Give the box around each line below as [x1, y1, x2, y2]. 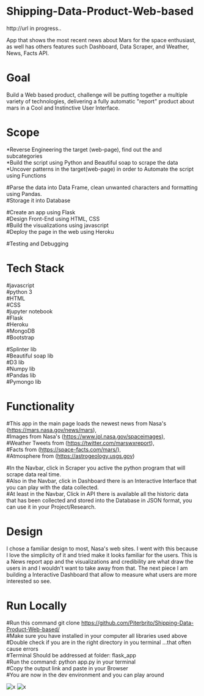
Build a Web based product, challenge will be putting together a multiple [6, 91, 188, 99]
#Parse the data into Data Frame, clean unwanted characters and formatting [6, 184, 198, 191]
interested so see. [6, 577, 52, 585]
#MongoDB [6, 327, 35, 334]
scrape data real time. [6, 470, 62, 478]
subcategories [6, 152, 43, 160]
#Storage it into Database [6, 196, 71, 204]
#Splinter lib [6, 345, 37, 353]
